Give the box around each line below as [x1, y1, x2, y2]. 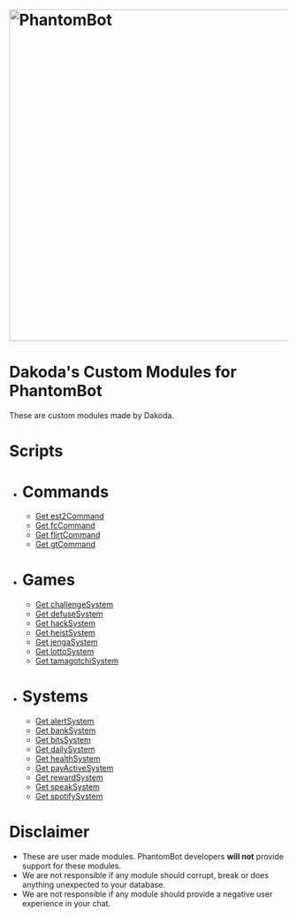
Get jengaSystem [34, 637, 99, 647]
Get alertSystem [34, 716, 95, 727]
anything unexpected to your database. [21, 880, 166, 890]
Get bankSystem [34, 725, 96, 736]
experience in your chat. [21, 898, 111, 909]
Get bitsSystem [34, 735, 91, 745]
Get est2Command [34, 511, 104, 522]
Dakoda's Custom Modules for [9, 363, 237, 382]
